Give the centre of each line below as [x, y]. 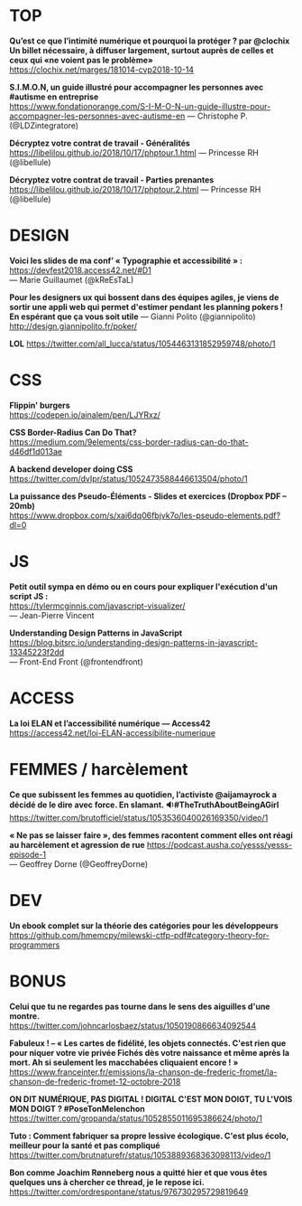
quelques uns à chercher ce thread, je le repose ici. [107, 1182]
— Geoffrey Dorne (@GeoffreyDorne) [79, 863]
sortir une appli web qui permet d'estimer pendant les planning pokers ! [146, 306]
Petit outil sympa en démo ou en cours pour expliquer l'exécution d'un [143, 586]
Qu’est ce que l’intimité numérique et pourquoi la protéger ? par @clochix [150, 41]
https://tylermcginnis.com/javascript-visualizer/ [97, 606]
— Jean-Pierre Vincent [52, 615]
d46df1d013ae [36, 451]
